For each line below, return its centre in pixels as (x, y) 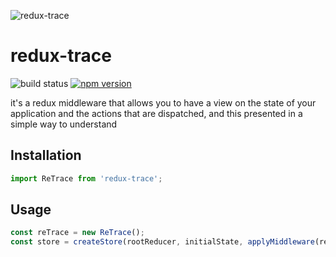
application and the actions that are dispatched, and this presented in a (156, 113)
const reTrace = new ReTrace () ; (77, 233)
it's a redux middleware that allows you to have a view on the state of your (163, 102)
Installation (46, 155)
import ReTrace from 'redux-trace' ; (86, 178)
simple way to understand (64, 124)
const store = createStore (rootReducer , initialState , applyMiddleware (162, 242)
